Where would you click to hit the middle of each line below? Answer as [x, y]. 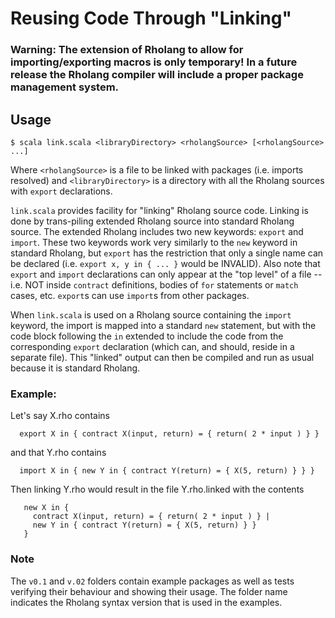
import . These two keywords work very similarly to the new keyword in [154, 242]
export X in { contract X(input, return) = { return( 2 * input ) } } [169, 434]
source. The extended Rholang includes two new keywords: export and [157, 231]
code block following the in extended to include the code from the [147, 336]
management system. [65, 87]
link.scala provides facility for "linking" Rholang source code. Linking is [159, 210]
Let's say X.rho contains [60, 416]
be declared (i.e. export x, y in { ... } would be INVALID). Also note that [165, 263]
